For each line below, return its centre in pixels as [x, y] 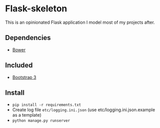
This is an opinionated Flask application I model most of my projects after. [80, 22]
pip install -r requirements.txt [47, 105]
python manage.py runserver [41, 121]
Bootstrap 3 [24, 77]
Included [19, 65]
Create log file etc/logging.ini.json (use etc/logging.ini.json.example [84, 110]
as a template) [27, 115]
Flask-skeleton [36, 9]
